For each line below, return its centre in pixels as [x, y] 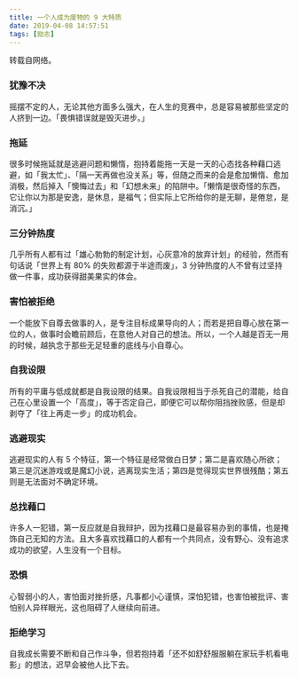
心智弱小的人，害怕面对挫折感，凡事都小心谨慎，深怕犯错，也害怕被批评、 [145, 596]
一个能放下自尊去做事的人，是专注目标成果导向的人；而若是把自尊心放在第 [145, 323]
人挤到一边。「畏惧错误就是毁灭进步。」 [79, 117]
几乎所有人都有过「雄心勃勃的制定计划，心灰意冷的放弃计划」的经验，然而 [145, 255]
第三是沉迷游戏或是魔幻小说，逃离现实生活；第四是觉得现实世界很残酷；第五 [149, 470]
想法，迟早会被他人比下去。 [83, 665]
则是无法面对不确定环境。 [56, 482]
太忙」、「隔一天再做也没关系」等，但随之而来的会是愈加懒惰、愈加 [168, 175]
